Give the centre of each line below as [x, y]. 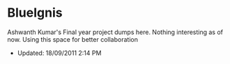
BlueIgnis [35, 13]
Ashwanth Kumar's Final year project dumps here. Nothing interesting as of [115, 32]
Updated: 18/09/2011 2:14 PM [59, 53]
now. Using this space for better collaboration [72, 39]
